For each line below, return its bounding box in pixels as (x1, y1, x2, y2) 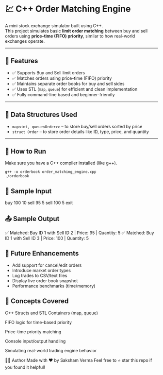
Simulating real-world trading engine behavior (5, 347, 97, 353)
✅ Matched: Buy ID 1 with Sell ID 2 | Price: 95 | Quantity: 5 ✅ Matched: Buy (5, 230, 154, 236)
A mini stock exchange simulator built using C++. (5, 22, 103, 29)
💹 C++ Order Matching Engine (5, 3, 131, 15)
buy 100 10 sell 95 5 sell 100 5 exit (5, 200, 73, 206)
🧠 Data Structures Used (5, 111, 78, 119)
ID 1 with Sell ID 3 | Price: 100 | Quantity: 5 (5, 236, 89, 241)
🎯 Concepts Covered (5, 297, 69, 306)
